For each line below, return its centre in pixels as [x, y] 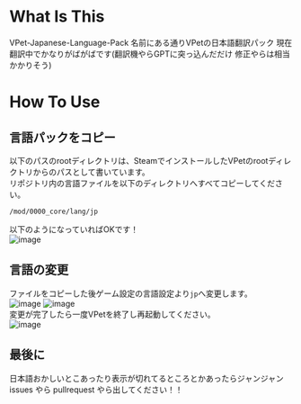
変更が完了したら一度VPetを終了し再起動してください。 [112, 314]
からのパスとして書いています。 [91, 172]
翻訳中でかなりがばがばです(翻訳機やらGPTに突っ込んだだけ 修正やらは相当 [150, 54]
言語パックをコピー [62, 137]
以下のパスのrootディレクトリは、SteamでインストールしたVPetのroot [139, 160]
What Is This [57, 17]
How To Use [55, 102]
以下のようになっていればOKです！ [74, 229]
